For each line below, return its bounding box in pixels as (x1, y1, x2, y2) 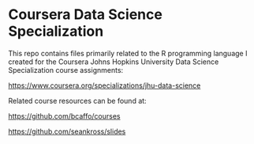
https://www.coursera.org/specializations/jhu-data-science (8, 81, 201, 90)
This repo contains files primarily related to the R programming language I (8, 48, 248, 58)
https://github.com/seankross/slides (8, 127, 126, 136)
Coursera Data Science (8, 6, 163, 24)
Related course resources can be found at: (8, 96, 148, 105)
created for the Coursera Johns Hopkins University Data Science (8, 57, 219, 66)
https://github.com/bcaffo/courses (8, 111, 121, 120)
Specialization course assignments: (8, 65, 124, 74)
